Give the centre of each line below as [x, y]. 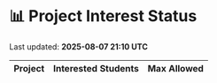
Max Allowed [175, 68]
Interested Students [96, 68]
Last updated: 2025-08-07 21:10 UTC [79, 46]
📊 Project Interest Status [103, 16]
